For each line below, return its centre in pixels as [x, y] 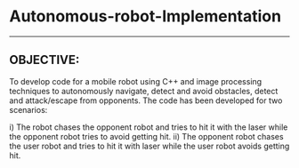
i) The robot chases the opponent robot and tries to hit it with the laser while [149, 127]
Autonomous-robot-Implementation [145, 16]
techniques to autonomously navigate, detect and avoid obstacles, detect [144, 91]
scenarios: [28, 109]
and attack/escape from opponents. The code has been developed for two [146, 100]
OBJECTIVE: [44, 60]
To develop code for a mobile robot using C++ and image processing [136, 81]
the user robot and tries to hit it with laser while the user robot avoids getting [149, 146]
